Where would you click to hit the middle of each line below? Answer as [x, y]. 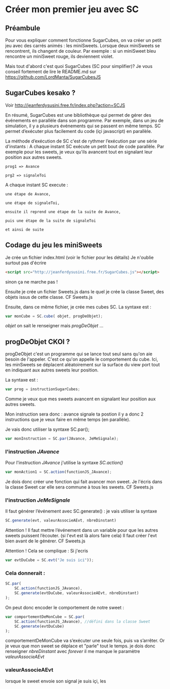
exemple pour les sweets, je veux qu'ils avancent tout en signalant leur [79, 152]
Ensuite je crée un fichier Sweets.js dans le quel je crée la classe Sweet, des [85, 291]
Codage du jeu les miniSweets [54, 245]
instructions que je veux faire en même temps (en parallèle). [68, 420]
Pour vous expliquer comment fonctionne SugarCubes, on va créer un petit [83, 40]
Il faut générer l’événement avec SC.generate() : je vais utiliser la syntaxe [81, 511]
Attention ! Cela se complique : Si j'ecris [47, 551]
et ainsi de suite [25, 229]
